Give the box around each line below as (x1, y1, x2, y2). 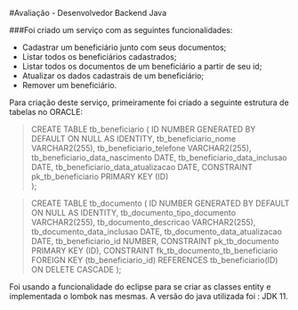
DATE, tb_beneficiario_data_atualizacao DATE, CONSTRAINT (30, 162, 254, 172)
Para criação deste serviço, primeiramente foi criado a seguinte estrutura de (9, 97, 289, 108)
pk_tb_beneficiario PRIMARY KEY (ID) (30, 171, 169, 182)
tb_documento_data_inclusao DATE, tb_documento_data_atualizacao (30, 226, 283, 237)
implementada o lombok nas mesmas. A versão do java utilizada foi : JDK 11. (9, 291, 289, 301)
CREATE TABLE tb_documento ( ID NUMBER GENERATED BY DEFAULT (30, 198, 290, 208)
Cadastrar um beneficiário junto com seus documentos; (21, 42, 227, 53)
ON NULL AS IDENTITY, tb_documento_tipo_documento (30, 208, 237, 217)
